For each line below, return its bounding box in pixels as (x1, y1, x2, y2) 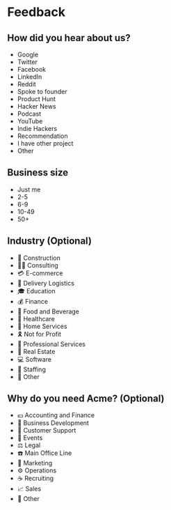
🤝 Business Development (17, 419, 89, 427)
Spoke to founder (17, 88, 67, 95)
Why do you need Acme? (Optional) (7, 393, 165, 405)
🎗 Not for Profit (17, 330, 61, 338)
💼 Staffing (17, 365, 47, 373)
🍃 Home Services (17, 322, 67, 330)
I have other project (17, 139, 74, 147)
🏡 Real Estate (17, 347, 56, 355)
